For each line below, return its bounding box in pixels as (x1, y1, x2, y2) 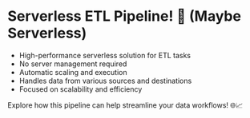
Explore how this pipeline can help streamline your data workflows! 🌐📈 (7, 100, 244, 110)
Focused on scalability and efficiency (18, 84, 143, 94)
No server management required (18, 59, 127, 69)
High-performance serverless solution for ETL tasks (18, 50, 192, 60)
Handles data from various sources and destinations (18, 76, 192, 85)
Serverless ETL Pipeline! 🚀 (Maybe (7, 7, 242, 26)
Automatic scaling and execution (18, 67, 127, 77)
